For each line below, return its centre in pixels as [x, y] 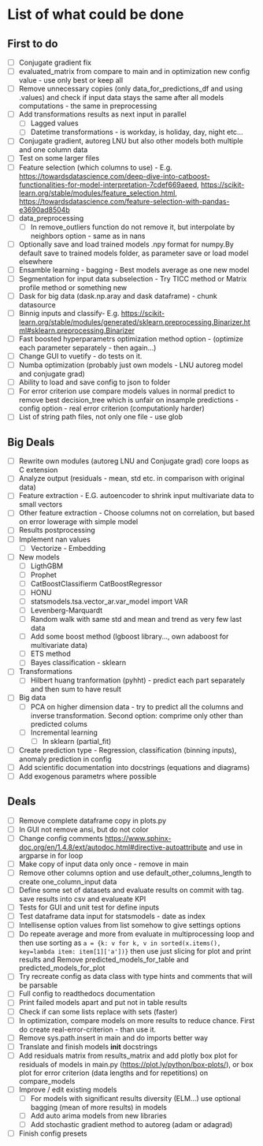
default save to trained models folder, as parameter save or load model [133, 253]
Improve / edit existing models [68, 1089]
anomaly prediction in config [65, 759]
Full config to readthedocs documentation [87, 994]
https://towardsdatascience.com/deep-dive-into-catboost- [114, 176]
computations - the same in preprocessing [88, 106]
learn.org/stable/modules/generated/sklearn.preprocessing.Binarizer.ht [135, 322]
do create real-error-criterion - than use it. [87, 1029]
